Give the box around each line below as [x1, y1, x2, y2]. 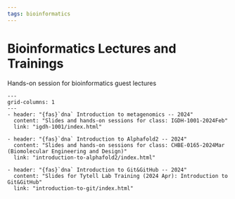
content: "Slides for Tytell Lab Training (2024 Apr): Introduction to [13, 172, 229, 179]
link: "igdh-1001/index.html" [13, 123, 102, 130]
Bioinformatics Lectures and [7, 40, 177, 56]
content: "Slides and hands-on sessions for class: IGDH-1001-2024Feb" [13, 117, 229, 124]
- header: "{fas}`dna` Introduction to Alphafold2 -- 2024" [7, 135, 188, 143]
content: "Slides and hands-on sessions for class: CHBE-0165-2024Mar [13, 141, 225, 148]
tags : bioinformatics [7, 10, 71, 18]
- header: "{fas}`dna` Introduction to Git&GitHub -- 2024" [7, 166, 188, 173]
